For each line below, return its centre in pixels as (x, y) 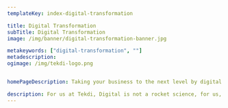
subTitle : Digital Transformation (56, 32)
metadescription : (32, 57)
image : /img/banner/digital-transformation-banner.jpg (87, 38)
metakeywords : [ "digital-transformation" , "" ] (75, 51)
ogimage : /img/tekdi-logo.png (50, 64)
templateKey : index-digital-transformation (70, 13)
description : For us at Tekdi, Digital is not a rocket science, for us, (115, 94)
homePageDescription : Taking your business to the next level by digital (115, 82)
